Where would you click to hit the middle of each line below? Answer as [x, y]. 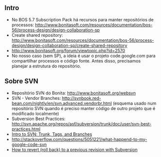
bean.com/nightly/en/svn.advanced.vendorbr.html [62, 103]
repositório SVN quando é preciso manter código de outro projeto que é [83, 108]
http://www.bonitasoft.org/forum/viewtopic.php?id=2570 [68, 50]
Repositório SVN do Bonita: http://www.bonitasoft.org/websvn [74, 93]
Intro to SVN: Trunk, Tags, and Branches [52, 134]
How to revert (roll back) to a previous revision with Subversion [74, 149]
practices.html [26, 129]
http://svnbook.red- [81, 98]
